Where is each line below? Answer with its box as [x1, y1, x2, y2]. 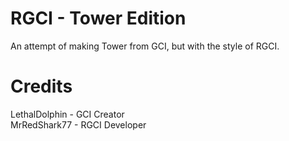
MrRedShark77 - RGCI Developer [10, 118, 147, 131]
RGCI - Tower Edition [10, 7, 187, 30]
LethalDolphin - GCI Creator [10, 108, 125, 120]
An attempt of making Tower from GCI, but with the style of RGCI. [10, 40, 280, 52]
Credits [10, 75, 73, 98]
